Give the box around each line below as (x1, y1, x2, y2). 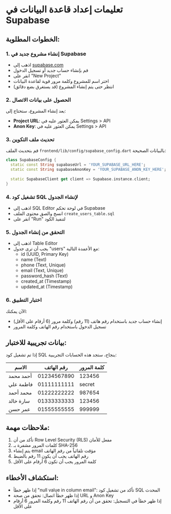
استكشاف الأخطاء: (6, 473, 59, 482)
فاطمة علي (8, 381, 33, 388)
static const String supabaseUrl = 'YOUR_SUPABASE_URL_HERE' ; (10, 162, 146, 167)
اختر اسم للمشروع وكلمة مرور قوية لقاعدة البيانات (13, 78, 109, 84)
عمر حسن (8, 406, 31, 413)
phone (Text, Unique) (20, 262, 66, 268)
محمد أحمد (8, 389, 32, 396)
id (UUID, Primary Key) (20, 251, 69, 257)
